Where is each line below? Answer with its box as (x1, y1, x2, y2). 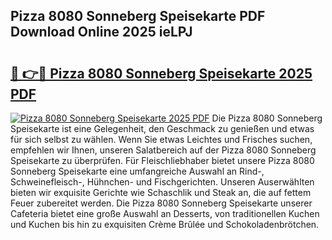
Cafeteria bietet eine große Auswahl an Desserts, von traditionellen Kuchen (10, 208, 320, 219)
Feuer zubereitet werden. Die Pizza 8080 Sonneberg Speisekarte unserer (10, 197, 313, 209)
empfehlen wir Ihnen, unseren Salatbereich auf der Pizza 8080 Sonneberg (10, 144, 317, 156)
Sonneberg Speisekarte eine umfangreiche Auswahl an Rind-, (10, 165, 265, 177)
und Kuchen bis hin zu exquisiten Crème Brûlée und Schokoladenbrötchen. (10, 219, 320, 230)
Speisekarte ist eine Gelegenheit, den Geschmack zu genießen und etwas (10, 123, 315, 134)
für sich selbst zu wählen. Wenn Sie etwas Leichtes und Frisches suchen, (10, 134, 313, 145)
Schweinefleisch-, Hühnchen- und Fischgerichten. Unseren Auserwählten (10, 176, 315, 188)
